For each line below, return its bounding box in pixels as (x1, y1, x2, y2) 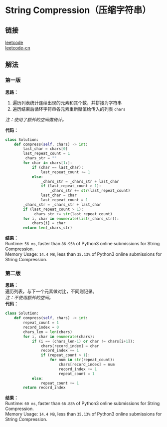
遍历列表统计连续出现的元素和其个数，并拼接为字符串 (12, 99, 122, 105)
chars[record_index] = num (58, 362, 115, 367)
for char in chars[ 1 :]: (23, 160, 72, 165)
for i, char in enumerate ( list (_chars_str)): (23, 216, 120, 221)
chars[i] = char (31, 221, 66, 226)
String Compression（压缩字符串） (5, 4, 151, 16)
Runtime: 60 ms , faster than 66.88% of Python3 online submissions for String (5, 401, 160, 407)
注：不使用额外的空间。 (5, 295, 53, 301)
